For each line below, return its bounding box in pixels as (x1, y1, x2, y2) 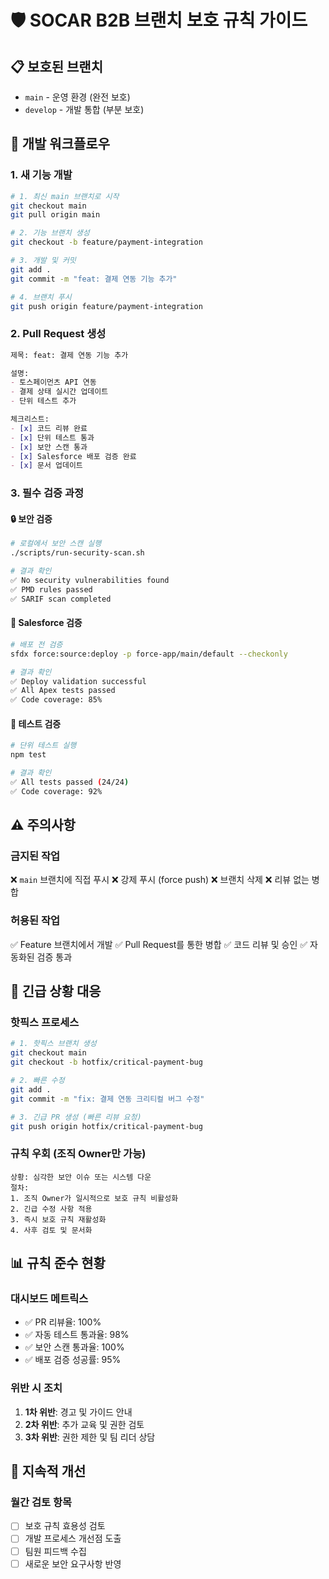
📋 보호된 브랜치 (10, 58, 103, 75)
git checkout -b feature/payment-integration (10, 237, 203, 248)
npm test (10, 750, 47, 760)
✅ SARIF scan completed (10, 594, 112, 604)
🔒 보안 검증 (10, 512, 53, 525)
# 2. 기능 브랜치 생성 (10, 228, 90, 238)
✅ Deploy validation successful (10, 676, 147, 686)
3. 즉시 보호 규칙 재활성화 (10, 1214, 107, 1225)
